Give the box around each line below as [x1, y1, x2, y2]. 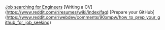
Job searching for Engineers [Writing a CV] [5, 4, 93, 10]
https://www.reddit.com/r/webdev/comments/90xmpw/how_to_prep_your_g [6, 15, 160, 20]
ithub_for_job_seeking [5, 19, 50, 25]
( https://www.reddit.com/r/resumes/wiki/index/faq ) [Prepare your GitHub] [5, 9, 155, 15]
